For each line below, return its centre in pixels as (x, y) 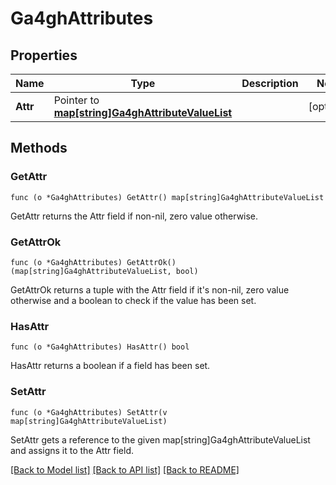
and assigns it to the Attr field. (72, 450)
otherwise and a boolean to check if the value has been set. (133, 300)
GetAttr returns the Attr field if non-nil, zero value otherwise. (134, 216)
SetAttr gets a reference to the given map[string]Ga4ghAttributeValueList (160, 439)
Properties (44, 55)
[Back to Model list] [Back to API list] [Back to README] (125, 469)
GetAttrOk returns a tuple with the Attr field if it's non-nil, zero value (150, 289)
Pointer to (76, 100)
